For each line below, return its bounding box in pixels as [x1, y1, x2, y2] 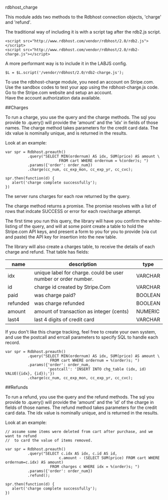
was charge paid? [34, 292, 76, 298]
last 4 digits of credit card [34, 316, 94, 323]
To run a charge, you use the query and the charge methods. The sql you [5, 114, 156, 120]
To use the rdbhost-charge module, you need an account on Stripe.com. [5, 79, 154, 84]
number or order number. [34, 275, 94, 282]
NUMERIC [136, 308, 160, 314]
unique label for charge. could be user [34, 269, 123, 276]
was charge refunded [34, 300, 85, 306]
